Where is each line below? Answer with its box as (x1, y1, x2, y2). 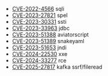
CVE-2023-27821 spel (12, 12, 68, 19)
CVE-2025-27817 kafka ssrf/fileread (12, 63, 103, 71)
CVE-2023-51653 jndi (12, 44, 67, 51)
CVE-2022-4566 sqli (12, 5, 65, 12)
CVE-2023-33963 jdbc (12, 24, 70, 32)
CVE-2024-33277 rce (12, 57, 67, 64)
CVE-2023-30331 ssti (12, 18, 67, 25)
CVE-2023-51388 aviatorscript (12, 31, 89, 38)
